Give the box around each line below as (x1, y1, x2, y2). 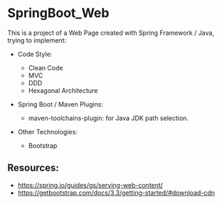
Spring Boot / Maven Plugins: (17, 100, 103, 108)
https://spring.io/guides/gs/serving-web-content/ (17, 181, 164, 189)
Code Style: (17, 50, 53, 58)
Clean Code (28, 63, 63, 72)
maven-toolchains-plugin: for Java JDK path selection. (28, 114, 189, 122)
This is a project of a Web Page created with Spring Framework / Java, (7, 28, 215, 37)
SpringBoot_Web (7, 5, 110, 21)
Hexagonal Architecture (28, 86, 98, 95)
